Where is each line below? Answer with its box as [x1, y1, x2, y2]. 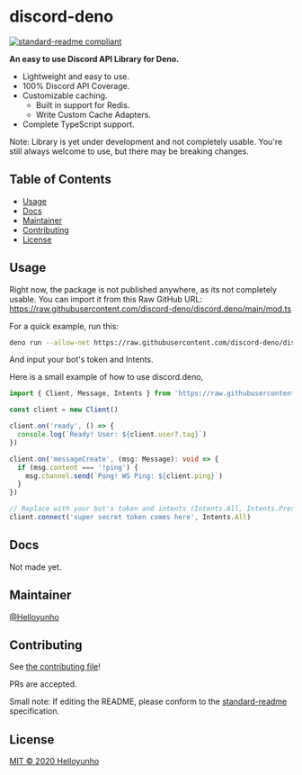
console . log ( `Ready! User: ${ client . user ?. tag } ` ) [17, 430, 207, 439]
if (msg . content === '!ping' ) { [17, 463, 139, 472]
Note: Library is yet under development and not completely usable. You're [9, 136, 283, 147]
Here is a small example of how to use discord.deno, [9, 372, 204, 383]
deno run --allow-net [9, 338, 91, 347]
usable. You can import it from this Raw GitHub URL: [9, 293, 202, 304]
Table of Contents [9, 172, 112, 187]
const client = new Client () [9, 405, 119, 415]
